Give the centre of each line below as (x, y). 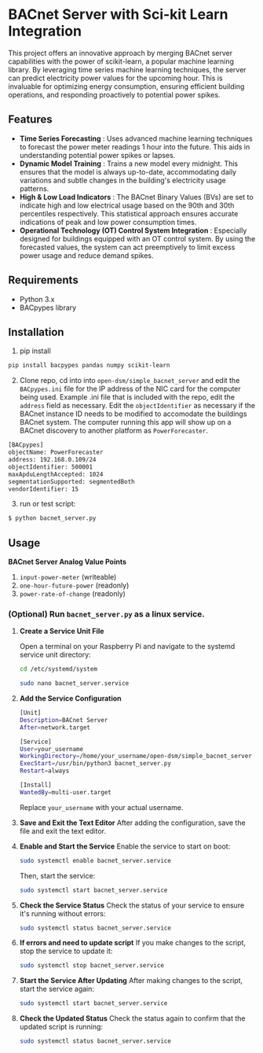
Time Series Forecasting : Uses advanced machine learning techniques (136, 138)
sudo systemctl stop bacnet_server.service (92, 966)
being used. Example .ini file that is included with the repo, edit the (127, 397)
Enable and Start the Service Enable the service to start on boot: (125, 846)
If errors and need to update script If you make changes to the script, (132, 943)
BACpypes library (48, 307)
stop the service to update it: (66, 951)
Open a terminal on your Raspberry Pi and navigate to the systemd (127, 646)
